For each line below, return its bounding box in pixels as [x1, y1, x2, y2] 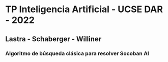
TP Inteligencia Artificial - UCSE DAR [5, 4, 163, 15]
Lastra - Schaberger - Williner [5, 35, 102, 43]
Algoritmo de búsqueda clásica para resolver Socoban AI [5, 50, 149, 57]
